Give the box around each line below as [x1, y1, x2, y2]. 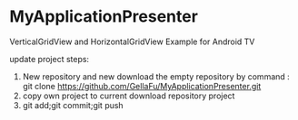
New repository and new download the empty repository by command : [22, 70, 291, 82]
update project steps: [9, 53, 89, 64]
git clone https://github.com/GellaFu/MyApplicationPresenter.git [22, 80, 262, 91]
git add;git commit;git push [22, 99, 124, 110]
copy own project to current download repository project [22, 90, 235, 101]
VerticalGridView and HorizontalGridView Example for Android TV [9, 36, 255, 47]
